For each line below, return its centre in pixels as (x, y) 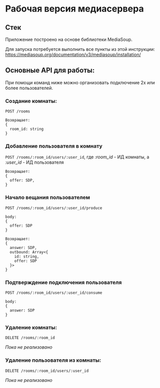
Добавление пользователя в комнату (54, 146)
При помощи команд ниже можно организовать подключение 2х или (80, 82)
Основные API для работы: (50, 70)
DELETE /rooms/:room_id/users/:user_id (47, 371)
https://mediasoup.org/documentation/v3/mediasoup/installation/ (73, 54)
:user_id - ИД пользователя (34, 162)
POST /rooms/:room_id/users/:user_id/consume (54, 293)
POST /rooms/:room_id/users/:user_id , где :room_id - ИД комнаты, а (77, 157)
